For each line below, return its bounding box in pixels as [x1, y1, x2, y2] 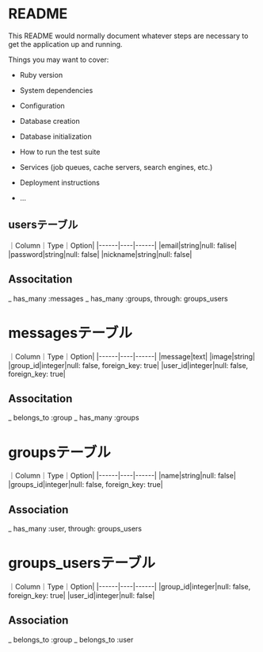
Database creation [19, 116, 81, 125]
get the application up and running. [8, 39, 123, 48]
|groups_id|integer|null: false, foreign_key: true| [8, 480, 164, 489]
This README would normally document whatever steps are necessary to [8, 31, 249, 40]
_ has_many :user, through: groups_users [8, 524, 143, 534]
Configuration [19, 101, 65, 110]
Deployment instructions [19, 178, 101, 187]
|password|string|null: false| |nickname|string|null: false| [8, 249, 192, 259]
